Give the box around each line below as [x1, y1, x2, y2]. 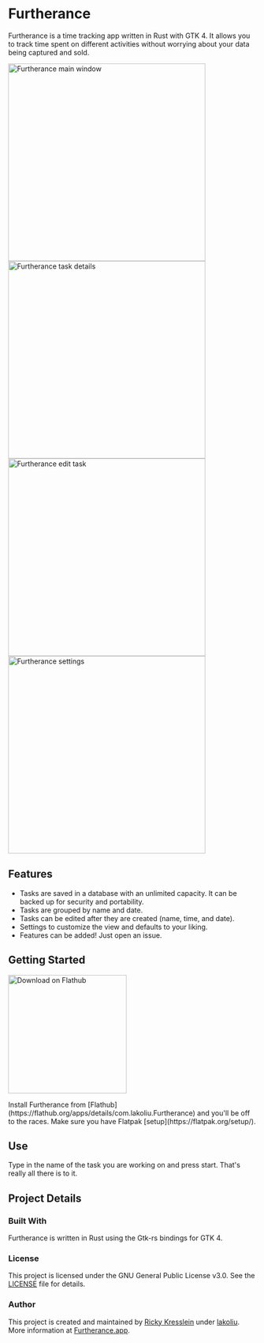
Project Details [8, 1191, 82, 1205]
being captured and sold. [8, 47, 90, 57]
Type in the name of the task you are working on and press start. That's [8, 1161, 240, 1170]
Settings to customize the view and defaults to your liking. [19, 922, 208, 931]
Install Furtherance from [8, 1100, 87, 1109]
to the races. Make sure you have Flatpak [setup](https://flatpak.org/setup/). [8, 1116, 256, 1126]
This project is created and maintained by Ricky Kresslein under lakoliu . [8, 1317, 240, 1326]
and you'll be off [196, 1108, 251, 1118]
